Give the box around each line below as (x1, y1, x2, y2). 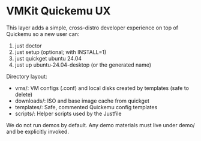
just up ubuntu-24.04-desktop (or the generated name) (14, 61, 152, 68)
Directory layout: (6, 73, 47, 80)
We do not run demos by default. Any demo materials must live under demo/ (6, 121, 195, 128)
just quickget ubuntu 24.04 (14, 55, 82, 62)
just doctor (14, 42, 42, 49)
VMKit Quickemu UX (6, 4, 111, 18)
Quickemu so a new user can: (6, 30, 80, 37)
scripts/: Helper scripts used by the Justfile (14, 110, 122, 117)
